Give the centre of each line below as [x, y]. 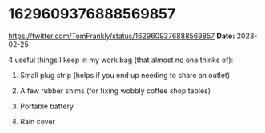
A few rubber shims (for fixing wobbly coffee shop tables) [115, 90]
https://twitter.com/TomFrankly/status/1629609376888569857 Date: [122, 36]
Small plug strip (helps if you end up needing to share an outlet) [125, 75]
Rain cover [38, 121]
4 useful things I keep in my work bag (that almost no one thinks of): [121, 60]
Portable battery [47, 106]
